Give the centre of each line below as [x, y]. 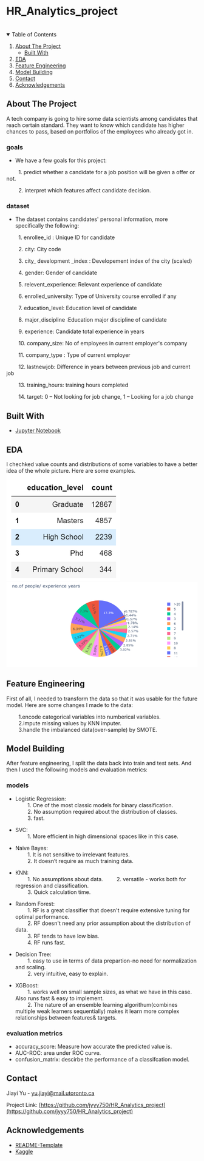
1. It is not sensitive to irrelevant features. [79, 855]
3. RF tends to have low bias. [63, 936]
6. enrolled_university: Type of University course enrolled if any [97, 296]
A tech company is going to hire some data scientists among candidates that [102, 118]
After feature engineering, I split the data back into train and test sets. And [99, 763]
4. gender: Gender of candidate [58, 273]
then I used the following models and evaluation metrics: [77, 770]
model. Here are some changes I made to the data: [70, 705]
